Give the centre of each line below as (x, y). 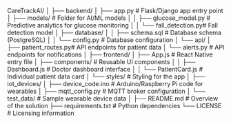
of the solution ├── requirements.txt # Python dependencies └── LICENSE (114, 106)
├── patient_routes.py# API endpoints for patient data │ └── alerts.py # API (116, 47)
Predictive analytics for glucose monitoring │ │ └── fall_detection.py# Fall (113, 25)
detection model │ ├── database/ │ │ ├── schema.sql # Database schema (114, 32)
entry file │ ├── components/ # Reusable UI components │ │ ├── (101, 62)
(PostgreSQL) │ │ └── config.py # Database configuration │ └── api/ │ (109, 40)
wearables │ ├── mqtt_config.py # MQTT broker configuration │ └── (106, 91)
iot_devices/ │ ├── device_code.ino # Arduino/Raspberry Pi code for (105, 84)
